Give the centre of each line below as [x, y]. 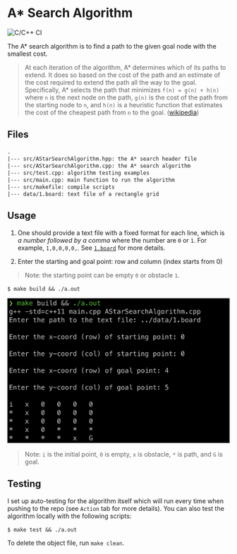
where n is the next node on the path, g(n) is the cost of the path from [126, 97]
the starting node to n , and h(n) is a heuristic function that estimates [123, 104]
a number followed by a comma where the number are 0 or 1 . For [112, 240]
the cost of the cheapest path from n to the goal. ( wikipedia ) [112, 112]
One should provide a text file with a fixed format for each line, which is [121, 233]
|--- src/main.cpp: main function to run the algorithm [91, 180]
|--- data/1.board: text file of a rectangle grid [83, 194]
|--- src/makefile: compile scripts [61, 187]
